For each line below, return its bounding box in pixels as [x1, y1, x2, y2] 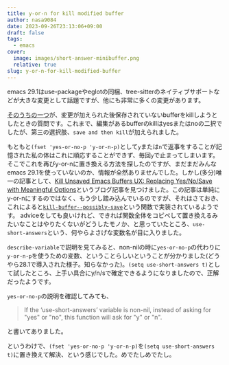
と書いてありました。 [7, 327, 67, 335]
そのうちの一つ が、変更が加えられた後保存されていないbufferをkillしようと [7, 111, 218, 119]
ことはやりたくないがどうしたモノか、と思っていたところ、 [25, 219, 193, 228]
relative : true [13, 61, 57, 68]
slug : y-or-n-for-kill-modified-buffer [7, 67, 121, 74]
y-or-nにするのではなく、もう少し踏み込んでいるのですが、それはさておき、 [7, 194, 222, 202]
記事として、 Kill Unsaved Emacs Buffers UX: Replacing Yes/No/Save [19, 177, 213, 185]
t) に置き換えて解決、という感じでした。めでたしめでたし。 [7, 350, 176, 358]
